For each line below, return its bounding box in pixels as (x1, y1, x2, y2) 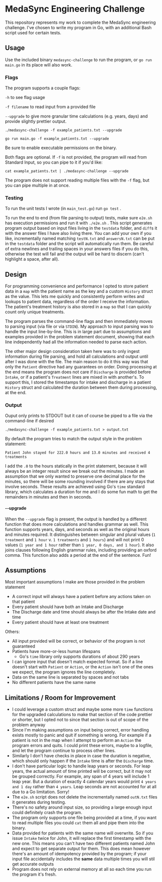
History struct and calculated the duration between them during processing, (5, 384, 157, 390)
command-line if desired (5, 418, 54, 424)
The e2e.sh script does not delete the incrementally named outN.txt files (12, 794, 158, 800)
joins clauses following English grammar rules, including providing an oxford (5, 547, 157, 553)
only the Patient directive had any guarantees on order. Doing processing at (5, 364, 157, 370)
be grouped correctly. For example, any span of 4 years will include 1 (12, 773, 150, 780)
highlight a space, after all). (5, 256, 59, 262)
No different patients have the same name (12, 680, 96, 685)
